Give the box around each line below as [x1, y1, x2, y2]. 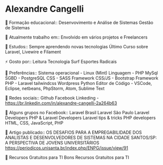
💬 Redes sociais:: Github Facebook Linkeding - [5, 95, 99, 101]
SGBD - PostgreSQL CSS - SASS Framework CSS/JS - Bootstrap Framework [5, 75, 159, 81]
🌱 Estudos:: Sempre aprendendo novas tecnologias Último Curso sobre [5, 43, 148, 49]
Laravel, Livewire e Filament [5, 49, 61, 55]
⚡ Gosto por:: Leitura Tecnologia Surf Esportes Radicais [5, 59, 117, 64]
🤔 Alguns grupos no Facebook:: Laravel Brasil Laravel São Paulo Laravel [5, 109, 150, 115]
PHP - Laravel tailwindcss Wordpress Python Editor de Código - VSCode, [5, 80, 152, 86]
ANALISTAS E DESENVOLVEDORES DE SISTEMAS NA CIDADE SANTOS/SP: [5, 134, 157, 140]
